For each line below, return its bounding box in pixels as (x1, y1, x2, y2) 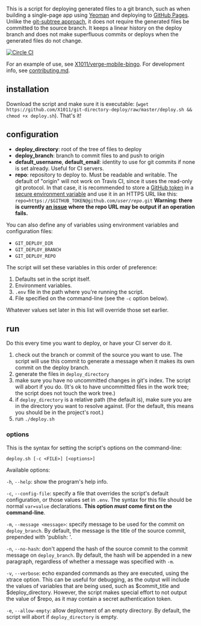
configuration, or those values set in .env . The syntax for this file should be (6, 496, 193, 503)
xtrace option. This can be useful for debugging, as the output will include (6, 575, 190, 583)
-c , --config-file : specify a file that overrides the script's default (6, 489, 169, 496)
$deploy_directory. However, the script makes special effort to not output (6, 589, 187, 596)
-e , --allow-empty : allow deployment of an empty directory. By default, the (6, 607, 191, 614)
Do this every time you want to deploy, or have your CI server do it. (6, 340, 172, 347)
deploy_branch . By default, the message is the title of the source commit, (6, 527, 187, 534)
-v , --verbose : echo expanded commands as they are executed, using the (6, 569, 189, 577)
